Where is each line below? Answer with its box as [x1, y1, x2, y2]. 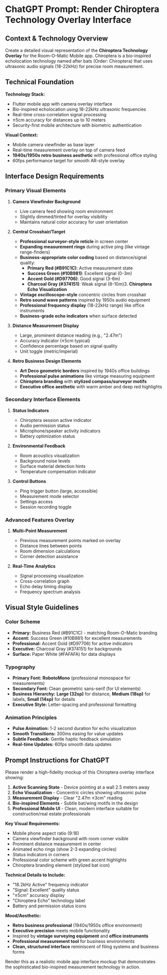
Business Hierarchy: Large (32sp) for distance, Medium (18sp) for [12, 691, 151, 697]
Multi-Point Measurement [12, 528, 67, 534]
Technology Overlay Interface [5, 14, 132, 26]
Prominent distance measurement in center [12, 841, 101, 847]
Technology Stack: [5, 91, 45, 97]
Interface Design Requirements [5, 172, 104, 181]
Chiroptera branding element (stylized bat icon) [12, 862, 110, 868]
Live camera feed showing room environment [19, 208, 113, 214]
